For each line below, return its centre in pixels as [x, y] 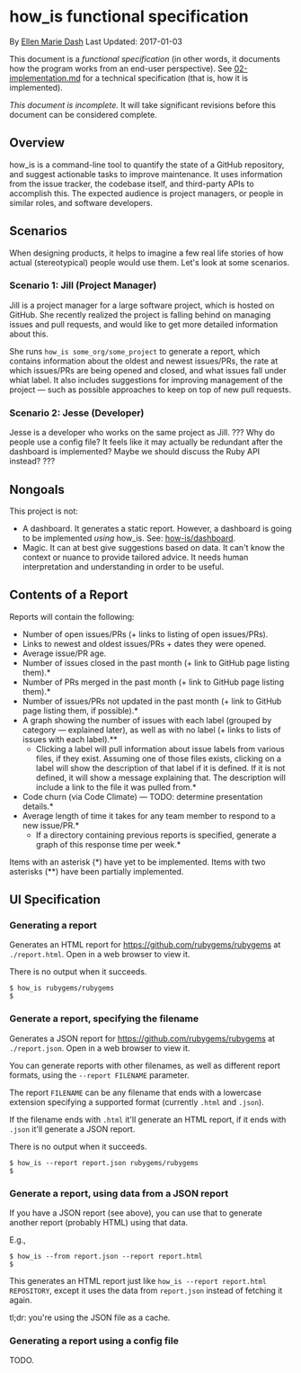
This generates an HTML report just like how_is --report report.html [138, 1281]
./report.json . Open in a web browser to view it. [100, 1048]
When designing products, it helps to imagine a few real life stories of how [146, 253]
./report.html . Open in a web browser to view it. [100, 955]
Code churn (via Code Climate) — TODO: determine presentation [142, 796]
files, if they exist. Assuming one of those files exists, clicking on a [158, 758]
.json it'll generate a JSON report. [72, 1129]
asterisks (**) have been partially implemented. [97, 871]
